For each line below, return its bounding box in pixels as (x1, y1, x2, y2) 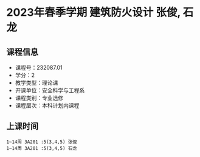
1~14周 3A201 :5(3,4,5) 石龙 (6, 145, 78, 152)
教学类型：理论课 (15, 79, 58, 86)
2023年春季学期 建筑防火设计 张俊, (6, 5, 181, 19)
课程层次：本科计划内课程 (15, 102, 80, 109)
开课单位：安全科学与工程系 (15, 87, 85, 94)
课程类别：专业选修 (15, 95, 64, 101)
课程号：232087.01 (15, 64, 63, 71)
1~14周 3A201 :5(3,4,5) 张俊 (6, 139, 78, 145)
